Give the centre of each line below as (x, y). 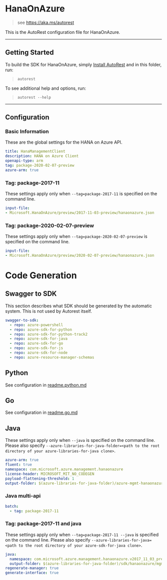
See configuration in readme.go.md (42, 412)
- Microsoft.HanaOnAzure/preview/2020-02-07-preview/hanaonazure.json (80, 256)
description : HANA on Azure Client (42, 156)
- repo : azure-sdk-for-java (39, 339)
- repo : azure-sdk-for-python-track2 (49, 334)
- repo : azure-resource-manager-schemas (52, 357)
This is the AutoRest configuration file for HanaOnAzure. (63, 32)
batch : (12, 506)
